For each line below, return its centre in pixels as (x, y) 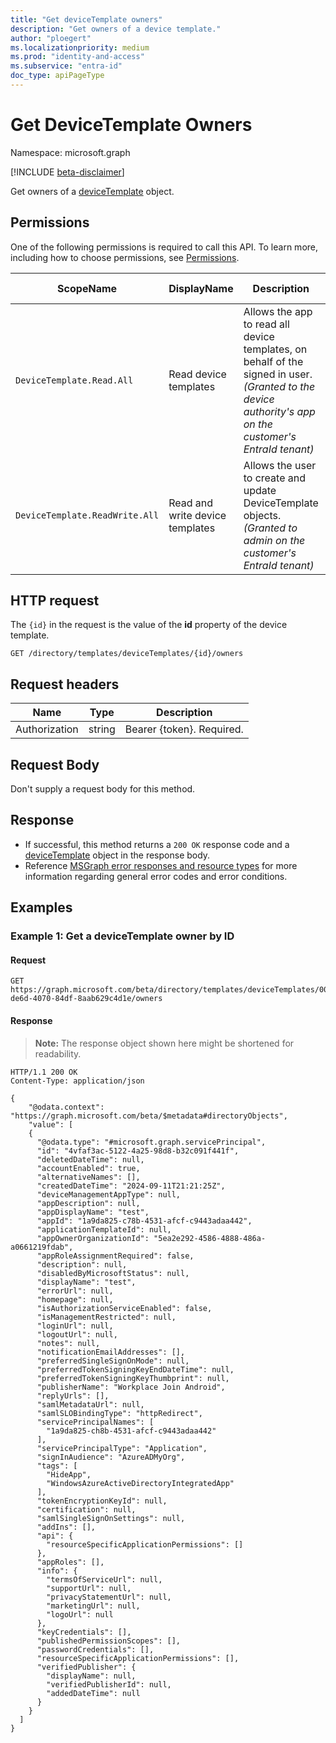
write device (197, 515)
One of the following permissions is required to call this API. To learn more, (164, 247)
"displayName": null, (91, 1676)
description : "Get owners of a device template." (116, 29)
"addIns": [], (66, 1527)
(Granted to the (279, 386)
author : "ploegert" (51, 38)
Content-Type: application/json (77, 1081)
